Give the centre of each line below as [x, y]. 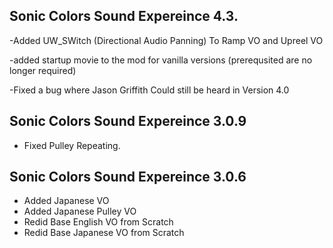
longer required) [43, 70]
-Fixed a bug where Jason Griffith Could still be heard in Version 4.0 [149, 90]
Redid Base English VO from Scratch [98, 222]
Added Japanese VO [66, 201]
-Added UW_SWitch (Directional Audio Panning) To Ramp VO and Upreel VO [166, 40]
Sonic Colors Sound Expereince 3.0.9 [128, 121]
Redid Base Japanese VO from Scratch [104, 233]
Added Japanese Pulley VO [80, 211]
